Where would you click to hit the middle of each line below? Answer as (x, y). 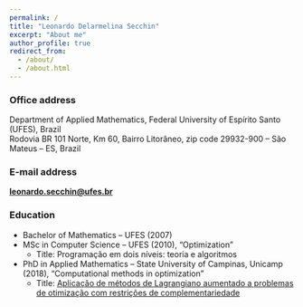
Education (33, 216)
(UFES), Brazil (35, 130)
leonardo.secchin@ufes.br (61, 192)
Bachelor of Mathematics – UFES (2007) (97, 235)
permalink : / (34, 18)
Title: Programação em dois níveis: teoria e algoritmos (137, 254)
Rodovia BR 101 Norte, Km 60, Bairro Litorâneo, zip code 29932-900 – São (148, 139)
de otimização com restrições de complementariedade (138, 293)
